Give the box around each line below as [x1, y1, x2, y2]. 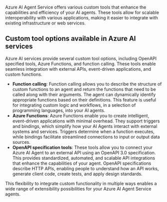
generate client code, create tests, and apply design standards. [12, 171, 143, 177]
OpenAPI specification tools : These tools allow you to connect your [12, 144, 153, 150]
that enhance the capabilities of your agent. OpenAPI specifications [12, 160, 152, 166]
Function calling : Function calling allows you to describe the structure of [12, 81, 162, 87]
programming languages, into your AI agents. [12, 107, 106, 113]
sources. [12, 139, 31, 145]
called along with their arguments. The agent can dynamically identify [12, 92, 156, 98]
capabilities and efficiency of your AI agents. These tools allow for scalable [5, 9, 160, 15]
